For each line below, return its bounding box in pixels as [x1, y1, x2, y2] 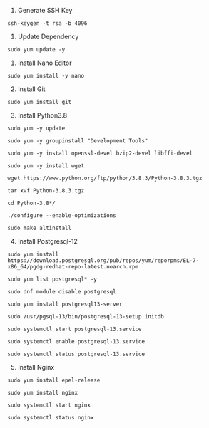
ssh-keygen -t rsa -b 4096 [7, 20, 88, 27]
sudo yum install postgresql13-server [7, 301, 123, 308]
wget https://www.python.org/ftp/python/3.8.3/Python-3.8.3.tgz [7, 174, 203, 182]
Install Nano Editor [17, 58, 72, 67]
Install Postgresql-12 [17, 237, 78, 245]
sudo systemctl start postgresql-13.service [7, 325, 142, 333]
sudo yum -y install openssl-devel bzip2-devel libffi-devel [7, 150, 193, 157]
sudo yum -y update [7, 125, 66, 132]
